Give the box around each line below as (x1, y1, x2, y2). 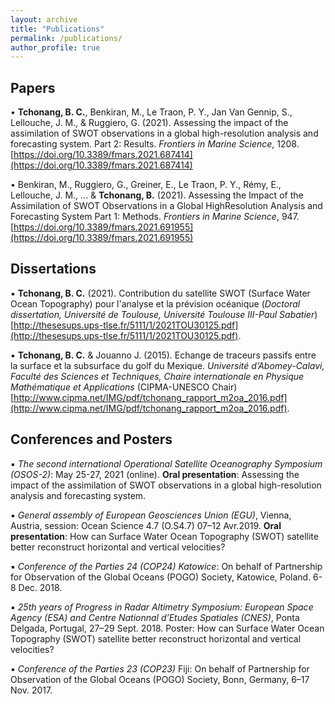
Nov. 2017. (10, 684, 53, 696)
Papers (10, 79, 56, 96)
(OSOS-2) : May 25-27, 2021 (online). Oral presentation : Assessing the (10, 468, 300, 480)
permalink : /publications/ (10, 33, 123, 43)
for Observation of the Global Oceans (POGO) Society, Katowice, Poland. (10, 571, 312, 583)
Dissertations (10, 261, 97, 278)
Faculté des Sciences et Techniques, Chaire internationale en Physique (10, 370, 305, 382)
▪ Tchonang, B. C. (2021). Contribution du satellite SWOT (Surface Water (10, 287, 311, 299)
